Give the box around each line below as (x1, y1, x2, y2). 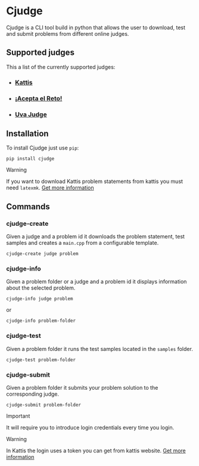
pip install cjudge (6, 156, 55, 162)
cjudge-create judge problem (6, 251, 79, 257)
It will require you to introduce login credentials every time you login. (6, 424, 175, 431)
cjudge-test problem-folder (6, 356, 76, 363)
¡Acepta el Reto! (14, 94, 63, 102)
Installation (6, 128, 49, 138)
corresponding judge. (6, 390, 60, 397)
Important (6, 412, 30, 420)
